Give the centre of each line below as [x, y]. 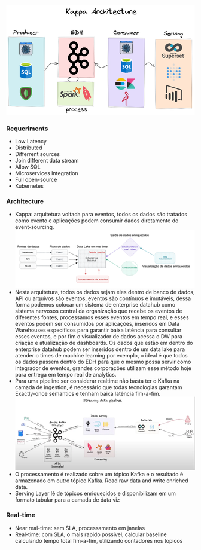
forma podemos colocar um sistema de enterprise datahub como [95, 305]
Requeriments [27, 129]
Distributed [29, 148]
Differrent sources [37, 154]
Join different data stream [47, 160]
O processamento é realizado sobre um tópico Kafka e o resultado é [99, 474]
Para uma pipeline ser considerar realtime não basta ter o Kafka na [97, 381]
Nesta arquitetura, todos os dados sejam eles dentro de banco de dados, [105, 292]
